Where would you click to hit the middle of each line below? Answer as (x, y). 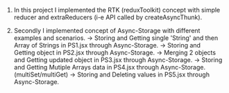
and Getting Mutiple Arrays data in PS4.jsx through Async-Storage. (110, 67)
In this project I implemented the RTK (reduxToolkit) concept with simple (117, 10)
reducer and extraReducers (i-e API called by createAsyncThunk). (108, 17)
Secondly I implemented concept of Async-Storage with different (107, 31)
